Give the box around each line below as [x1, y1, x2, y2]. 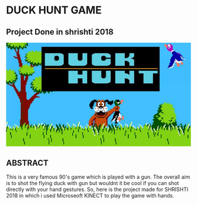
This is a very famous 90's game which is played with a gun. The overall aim [6, 173, 191, 180]
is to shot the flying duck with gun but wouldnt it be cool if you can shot [6, 180, 179, 187]
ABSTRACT [6, 158, 49, 168]
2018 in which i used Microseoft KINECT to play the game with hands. [6, 192, 175, 199]
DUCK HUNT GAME [6, 4, 102, 17]
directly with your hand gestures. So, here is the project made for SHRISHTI [6, 186, 189, 193]
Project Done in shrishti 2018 [6, 27, 114, 37]
